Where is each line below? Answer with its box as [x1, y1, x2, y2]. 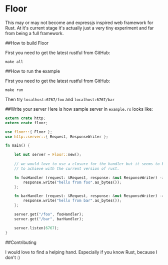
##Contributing [5, 239, 36, 245]
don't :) [5, 254, 20, 260]
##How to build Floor [5, 40, 49, 46]
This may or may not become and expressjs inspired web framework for [5, 20, 153, 26]
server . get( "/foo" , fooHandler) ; [14, 212, 84, 217]
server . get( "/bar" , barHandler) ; [14, 216, 84, 221]
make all [5, 59, 23, 64]
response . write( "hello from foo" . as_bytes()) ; [23, 180, 122, 185]
